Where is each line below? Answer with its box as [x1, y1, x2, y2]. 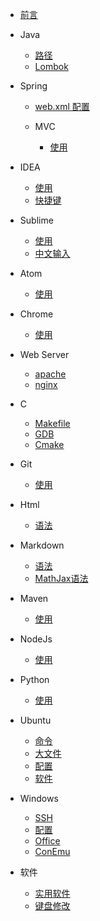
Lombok [34, 61, 69, 72]
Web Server [19, 349, 70, 360]
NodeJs [19, 633, 53, 645]
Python [19, 674, 50, 685]
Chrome [19, 308, 54, 320]
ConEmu [34, 846, 71, 857]
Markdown [19, 539, 65, 551]
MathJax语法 [34, 573, 89, 584]
